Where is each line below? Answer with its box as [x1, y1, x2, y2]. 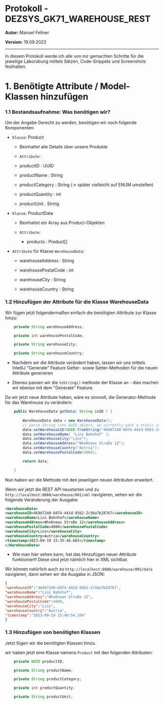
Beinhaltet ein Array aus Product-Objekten [19, 220, 105, 226]
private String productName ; [14, 668, 73, 673]
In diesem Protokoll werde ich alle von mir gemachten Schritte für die [5, 53, 144, 59]
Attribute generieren [12, 370, 53, 376]
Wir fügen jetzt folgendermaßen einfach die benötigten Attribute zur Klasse [5, 310, 157, 316]
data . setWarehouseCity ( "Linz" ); [22, 437, 89, 441]
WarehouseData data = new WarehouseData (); [22, 418, 112, 423]
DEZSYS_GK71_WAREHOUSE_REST [5, 13, 151, 24]
